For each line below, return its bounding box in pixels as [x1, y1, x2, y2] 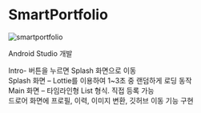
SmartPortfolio [8, 6, 108, 24]
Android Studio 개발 [8, 48, 73, 58]
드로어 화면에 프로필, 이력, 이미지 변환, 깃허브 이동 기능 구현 [8, 95, 194, 105]
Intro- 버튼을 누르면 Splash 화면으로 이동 [8, 66, 137, 75]
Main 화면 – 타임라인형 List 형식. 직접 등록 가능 [8, 86, 155, 95]
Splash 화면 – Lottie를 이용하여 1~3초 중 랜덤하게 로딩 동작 [8, 75, 192, 85]
